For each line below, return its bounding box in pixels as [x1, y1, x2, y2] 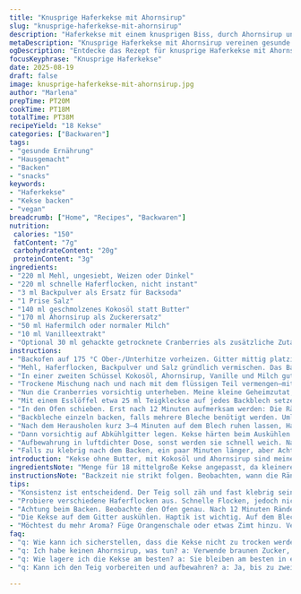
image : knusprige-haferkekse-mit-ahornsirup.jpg [9, 80, 194, 89]
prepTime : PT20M [9, 96, 70, 106]
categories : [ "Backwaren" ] [9, 130, 110, 139]
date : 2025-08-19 [9, 64, 74, 73]
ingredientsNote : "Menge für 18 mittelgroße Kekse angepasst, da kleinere [9, 463, 295, 472]
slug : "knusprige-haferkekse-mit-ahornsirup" [9, 22, 182, 30]
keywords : [9, 180, 47, 189]
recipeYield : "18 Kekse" [9, 122, 102, 131]
